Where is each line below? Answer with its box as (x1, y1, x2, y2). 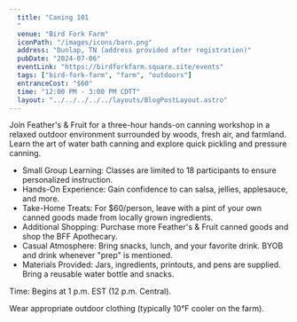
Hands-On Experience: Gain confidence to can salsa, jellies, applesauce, (21, 184, 288, 195)
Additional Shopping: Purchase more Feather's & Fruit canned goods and (21, 222, 289, 232)
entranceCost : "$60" (17, 79, 93, 88)
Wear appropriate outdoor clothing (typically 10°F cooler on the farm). (9, 303, 264, 314)
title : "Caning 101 (17, 12, 90, 22)
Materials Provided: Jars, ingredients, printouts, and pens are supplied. (21, 259, 281, 271)
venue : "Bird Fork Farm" (17, 29, 109, 38)
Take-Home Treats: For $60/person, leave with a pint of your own (21, 203, 262, 214)
